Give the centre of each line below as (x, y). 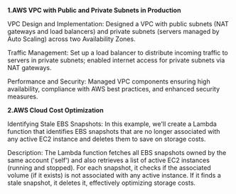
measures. (23, 96)
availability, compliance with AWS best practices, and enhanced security (114, 89)
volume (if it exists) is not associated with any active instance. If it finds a (114, 175)
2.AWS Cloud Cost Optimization (56, 110)
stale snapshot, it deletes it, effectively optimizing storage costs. (102, 183)
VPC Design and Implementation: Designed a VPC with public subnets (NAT (118, 24)
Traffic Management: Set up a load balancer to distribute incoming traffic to (118, 53)
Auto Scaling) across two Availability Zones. (72, 39)
